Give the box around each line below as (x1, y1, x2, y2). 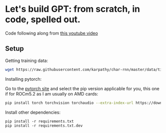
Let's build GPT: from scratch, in (5, 3, 140, 15)
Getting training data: (5, 58, 48, 64)
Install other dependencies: (5, 109, 61, 115)
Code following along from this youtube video (5, 30, 98, 36)
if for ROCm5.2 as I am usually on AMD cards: (5, 91, 98, 97)
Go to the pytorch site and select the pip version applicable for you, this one (5, 85, 160, 92)
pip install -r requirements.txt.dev (5, 123, 83, 128)
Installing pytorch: (5, 76, 42, 82)
